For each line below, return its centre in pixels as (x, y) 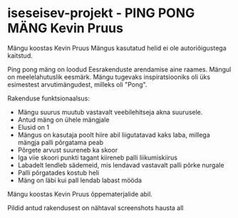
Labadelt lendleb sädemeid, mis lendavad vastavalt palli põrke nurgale (121, 165)
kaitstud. (20, 56)
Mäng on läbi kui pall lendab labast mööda (80, 180)
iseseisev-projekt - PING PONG (101, 13)
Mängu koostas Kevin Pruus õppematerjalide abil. (80, 194)
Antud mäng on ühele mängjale (63, 120)
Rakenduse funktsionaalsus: (49, 98)
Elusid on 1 (33, 127)
